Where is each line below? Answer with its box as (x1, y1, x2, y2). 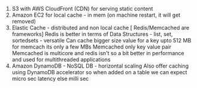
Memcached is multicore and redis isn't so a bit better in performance (11, 50, 184, 56)
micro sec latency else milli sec (11, 75, 89, 82)
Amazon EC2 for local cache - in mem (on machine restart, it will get (11, 11, 181, 19)
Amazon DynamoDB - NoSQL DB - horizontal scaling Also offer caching (11, 62, 189, 69)
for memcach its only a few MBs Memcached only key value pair (11, 43, 172, 50)
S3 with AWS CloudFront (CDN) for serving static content (11, 5, 153, 12)
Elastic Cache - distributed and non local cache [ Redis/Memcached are (11, 24, 190, 31)
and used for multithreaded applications (11, 56, 111, 63)
